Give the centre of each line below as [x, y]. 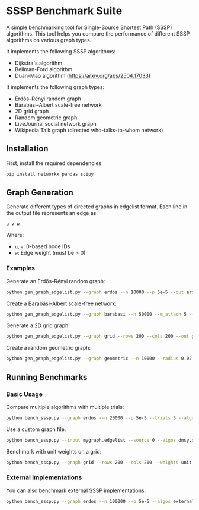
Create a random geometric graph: [48, 348]
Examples [21, 268]
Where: [15, 235]
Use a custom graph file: [36, 429]
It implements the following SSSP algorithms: [61, 51]
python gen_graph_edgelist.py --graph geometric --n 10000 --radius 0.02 [99, 359]
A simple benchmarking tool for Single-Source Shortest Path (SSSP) [89, 27]
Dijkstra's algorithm [38, 63]
